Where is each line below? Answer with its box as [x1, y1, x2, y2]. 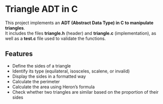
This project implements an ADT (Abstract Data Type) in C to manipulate [5, 20, 154, 26]
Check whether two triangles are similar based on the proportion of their [12, 89, 159, 95]
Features [5, 50, 33, 58]
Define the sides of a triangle [12, 63, 71, 69]
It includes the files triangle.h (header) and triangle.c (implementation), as [5, 30, 156, 36]
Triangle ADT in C [5, 3, 78, 15]
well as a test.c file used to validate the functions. [5, 35, 106, 41]
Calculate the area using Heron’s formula [12, 84, 95, 90]
